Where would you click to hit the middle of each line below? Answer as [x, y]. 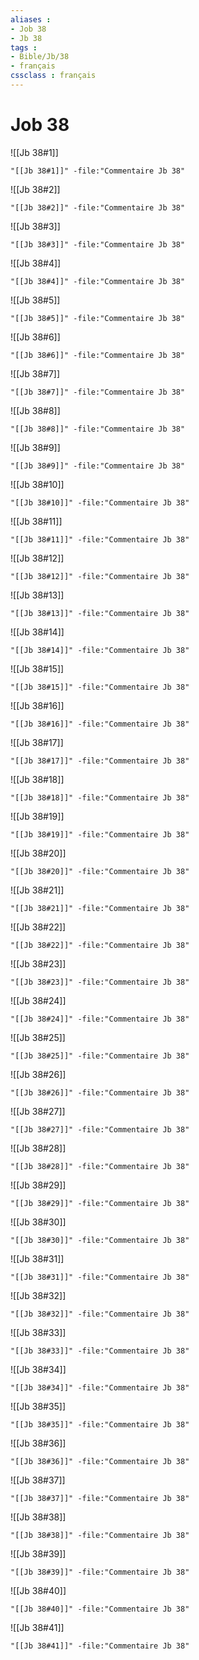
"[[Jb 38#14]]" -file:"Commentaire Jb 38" [100, 650]
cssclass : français [53, 76]
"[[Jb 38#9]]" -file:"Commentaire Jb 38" [98, 466]
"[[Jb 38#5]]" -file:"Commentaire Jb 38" [98, 318]
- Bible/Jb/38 [40, 57]
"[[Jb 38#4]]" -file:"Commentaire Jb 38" [98, 281]
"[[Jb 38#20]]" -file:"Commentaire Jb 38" [100, 871]
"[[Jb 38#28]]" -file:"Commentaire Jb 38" [100, 1166]
